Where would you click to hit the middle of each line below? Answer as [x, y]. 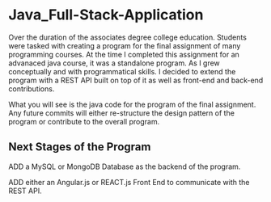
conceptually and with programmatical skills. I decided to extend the [122, 71]
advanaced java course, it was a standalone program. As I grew [114, 63]
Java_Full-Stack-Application [106, 15]
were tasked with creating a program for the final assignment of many [125, 45]
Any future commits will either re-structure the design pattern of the [121, 113]
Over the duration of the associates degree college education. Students [127, 37]
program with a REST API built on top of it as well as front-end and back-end [136, 80]
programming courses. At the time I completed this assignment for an [124, 54]
